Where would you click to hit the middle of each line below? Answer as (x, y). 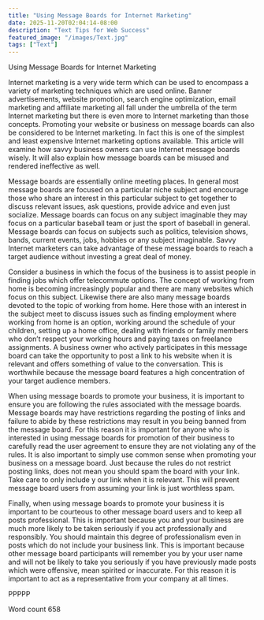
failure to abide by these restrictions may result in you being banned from (127, 421)
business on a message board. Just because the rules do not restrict (120, 463)
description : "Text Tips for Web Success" (79, 30)
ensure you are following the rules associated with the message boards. (125, 405)
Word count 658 (35, 609)
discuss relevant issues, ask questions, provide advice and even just (119, 206)
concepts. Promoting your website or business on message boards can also (131, 124)
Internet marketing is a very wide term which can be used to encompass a (128, 83)
